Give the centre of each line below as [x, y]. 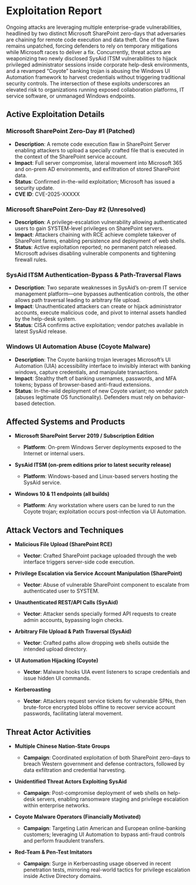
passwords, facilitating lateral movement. [73, 714]
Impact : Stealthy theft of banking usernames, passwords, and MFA [96, 378]
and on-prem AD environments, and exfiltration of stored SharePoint [97, 169]
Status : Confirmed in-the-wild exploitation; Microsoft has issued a [94, 181]
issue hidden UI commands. [57, 678]
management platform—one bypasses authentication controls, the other [102, 294]
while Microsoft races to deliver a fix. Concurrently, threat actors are [89, 52]
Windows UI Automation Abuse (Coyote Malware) [78, 347]
